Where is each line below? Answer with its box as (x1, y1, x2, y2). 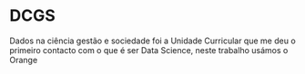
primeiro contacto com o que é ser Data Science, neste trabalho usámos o (9, 44, 289, 55)
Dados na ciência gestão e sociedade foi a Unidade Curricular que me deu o (9, 35, 296, 46)
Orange (9, 54, 38, 65)
